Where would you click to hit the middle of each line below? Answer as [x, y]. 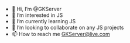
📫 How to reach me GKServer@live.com [61, 34]
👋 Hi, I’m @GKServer [36, 9]
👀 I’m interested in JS [37, 15]
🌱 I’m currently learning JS [44, 21]
